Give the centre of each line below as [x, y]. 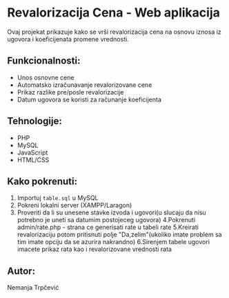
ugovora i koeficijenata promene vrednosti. [68, 39]
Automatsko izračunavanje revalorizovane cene [84, 85]
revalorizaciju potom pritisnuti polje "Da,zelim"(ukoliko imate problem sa [119, 235]
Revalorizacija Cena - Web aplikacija [114, 13]
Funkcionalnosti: [44, 61]
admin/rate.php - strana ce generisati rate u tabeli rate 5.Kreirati [108, 227]
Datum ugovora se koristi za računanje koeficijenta [89, 99]
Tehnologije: [34, 121]
